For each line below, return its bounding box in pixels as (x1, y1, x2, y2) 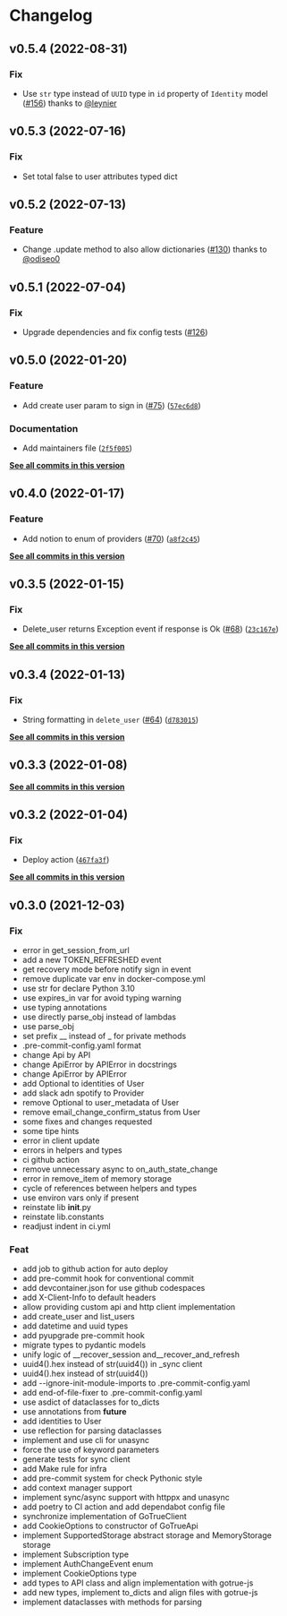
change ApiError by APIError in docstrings (21, 1059, 177, 1070)
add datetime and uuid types (21, 1320, 129, 1331)
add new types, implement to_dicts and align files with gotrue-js (21, 1587, 258, 1598)
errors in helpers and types (21, 1145, 122, 1156)
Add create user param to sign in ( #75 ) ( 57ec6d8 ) (21, 400, 201, 410)
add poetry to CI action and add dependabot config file (21, 1501, 226, 1512)
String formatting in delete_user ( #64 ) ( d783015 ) (21, 714, 199, 725)
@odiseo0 (21, 254, 61, 264)
